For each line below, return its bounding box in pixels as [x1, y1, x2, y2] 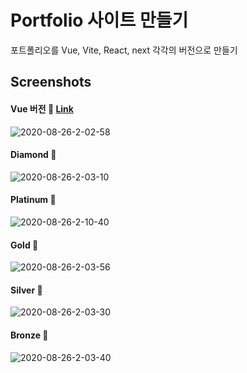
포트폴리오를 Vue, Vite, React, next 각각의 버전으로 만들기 [10, 44, 238, 56]
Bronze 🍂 [10, 329, 49, 341]
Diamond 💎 [10, 149, 57, 161]
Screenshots [10, 74, 92, 91]
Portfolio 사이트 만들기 [10, 9, 189, 32]
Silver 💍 [10, 284, 43, 296]
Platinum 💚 [10, 194, 57, 206]
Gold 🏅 [10, 239, 39, 251]
